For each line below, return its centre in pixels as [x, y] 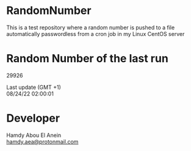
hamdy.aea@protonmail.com [42, 141]
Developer [33, 118]
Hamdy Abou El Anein [34, 135]
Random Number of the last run [88, 59]
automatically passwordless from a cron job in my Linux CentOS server [95, 33]
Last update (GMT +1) [34, 87]
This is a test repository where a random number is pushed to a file [91, 27]
